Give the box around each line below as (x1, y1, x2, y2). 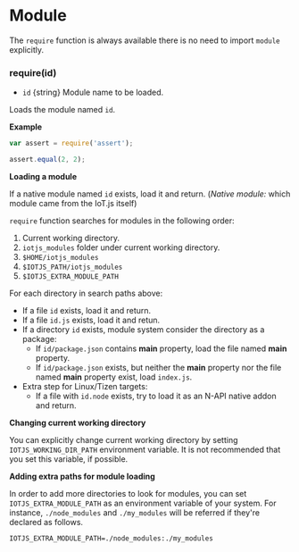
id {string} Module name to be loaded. (21, 87, 164, 98)
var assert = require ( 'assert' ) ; (9, 139, 134, 148)
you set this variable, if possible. (9, 453, 129, 464)
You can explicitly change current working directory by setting (9, 434, 238, 445)
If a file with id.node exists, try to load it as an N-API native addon (35, 390, 277, 401)
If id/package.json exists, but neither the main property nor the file (35, 362, 282, 372)
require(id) (9, 66, 57, 79)
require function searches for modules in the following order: (9, 215, 235, 226)
